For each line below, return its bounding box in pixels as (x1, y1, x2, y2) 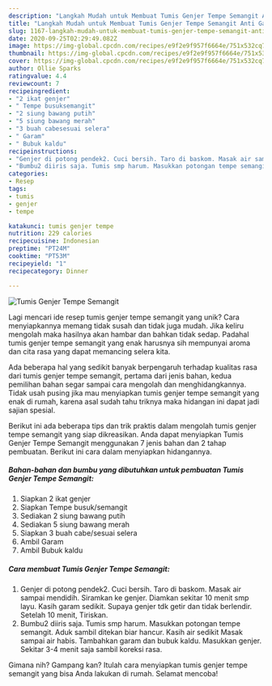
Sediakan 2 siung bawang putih (19, 511, 125, 521)
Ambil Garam (19, 537, 64, 547)
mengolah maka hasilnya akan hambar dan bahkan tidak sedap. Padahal (8, 329, 249, 339)
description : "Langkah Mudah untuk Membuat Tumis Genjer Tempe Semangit (8, 11, 259, 20)
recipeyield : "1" (8, 260, 67, 268)
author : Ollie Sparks (8, 65, 82, 73)
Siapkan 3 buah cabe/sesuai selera (19, 528, 138, 538)
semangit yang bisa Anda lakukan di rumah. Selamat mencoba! (8, 669, 219, 679)
